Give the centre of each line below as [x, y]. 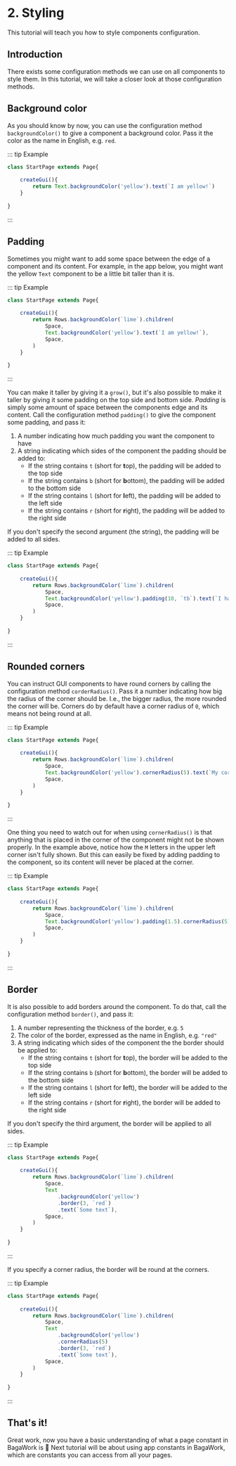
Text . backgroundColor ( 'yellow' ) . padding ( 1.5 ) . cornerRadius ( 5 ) [138, 921]
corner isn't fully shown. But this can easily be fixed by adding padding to [114, 855]
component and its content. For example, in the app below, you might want [115, 266]
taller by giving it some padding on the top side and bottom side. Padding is [117, 400]
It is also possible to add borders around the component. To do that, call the [117, 1006]
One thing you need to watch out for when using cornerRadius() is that [110, 832]
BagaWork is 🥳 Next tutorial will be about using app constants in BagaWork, [117, 1447]
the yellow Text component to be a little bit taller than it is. [91, 274]
